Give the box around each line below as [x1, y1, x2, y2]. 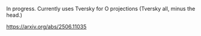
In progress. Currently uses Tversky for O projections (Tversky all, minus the [6, 5, 196, 12]
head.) [6, 11, 23, 19]
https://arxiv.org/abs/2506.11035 [6, 23, 87, 30]
